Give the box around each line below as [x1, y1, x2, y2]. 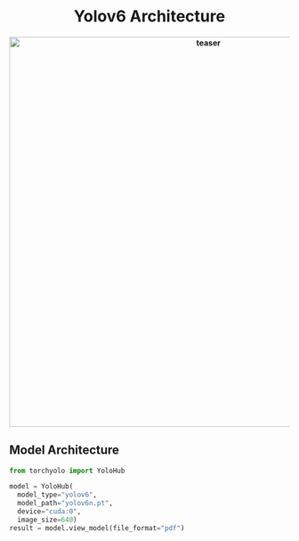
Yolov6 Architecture [74, 6, 225, 27]
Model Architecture [9, 443, 120, 458]
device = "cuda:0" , [17, 507, 82, 516]
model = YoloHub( [9, 482, 74, 491]
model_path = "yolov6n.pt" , [17, 499, 114, 508]
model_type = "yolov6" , [17, 490, 98, 500]
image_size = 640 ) [17, 515, 77, 524]
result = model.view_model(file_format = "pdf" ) [9, 523, 185, 532]
